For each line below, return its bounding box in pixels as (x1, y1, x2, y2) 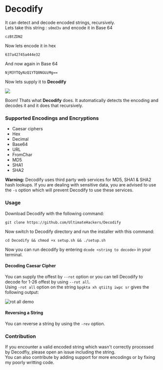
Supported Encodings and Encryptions (5, 115, 99, 122)
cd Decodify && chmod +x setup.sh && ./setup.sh (5, 238, 106, 243)
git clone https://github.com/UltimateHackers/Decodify (5, 220, 121, 225)
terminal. (5, 251, 23, 257)
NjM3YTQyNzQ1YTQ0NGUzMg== (5, 70, 58, 75)
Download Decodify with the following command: (5, 210, 104, 216)
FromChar (12, 152, 33, 158)
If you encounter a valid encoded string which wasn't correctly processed (5, 344, 154, 350)
